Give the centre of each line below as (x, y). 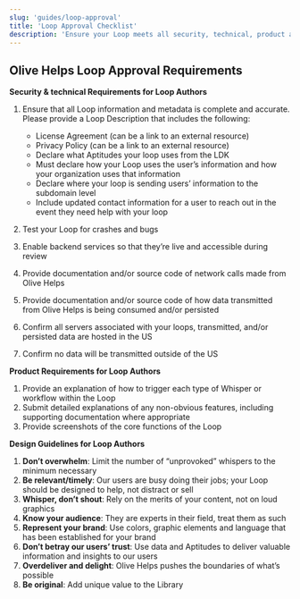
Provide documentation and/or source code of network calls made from (154, 274)
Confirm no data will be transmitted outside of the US (120, 354)
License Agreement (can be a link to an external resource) (142, 136)
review (34, 257)
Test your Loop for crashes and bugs (90, 230)
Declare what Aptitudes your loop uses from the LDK (133, 155)
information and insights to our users (90, 556)
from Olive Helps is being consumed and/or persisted (121, 310)
